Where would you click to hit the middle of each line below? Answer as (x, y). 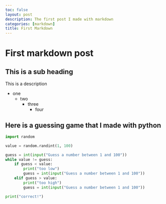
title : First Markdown (29, 29)
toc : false (17, 10)
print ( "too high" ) (43, 183)
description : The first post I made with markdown (59, 19)
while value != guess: (29, 159)
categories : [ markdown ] (30, 24)
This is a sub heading (39, 71)
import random (20, 137)
